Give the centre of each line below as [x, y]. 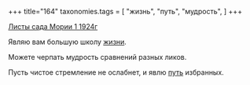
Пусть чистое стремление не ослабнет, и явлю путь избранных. [116, 72]
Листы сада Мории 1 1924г [53, 26]
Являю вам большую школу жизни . [68, 42]
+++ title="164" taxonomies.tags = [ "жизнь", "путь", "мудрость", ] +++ [125, 11]
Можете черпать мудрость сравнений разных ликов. [97, 57]
